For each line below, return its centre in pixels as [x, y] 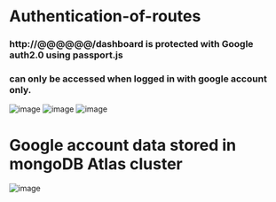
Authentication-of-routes [105, 16]
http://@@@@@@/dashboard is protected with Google [131, 44]
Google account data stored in [123, 145]
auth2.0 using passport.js [66, 55]
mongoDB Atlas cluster [96, 163]
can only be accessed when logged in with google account [138, 79]
